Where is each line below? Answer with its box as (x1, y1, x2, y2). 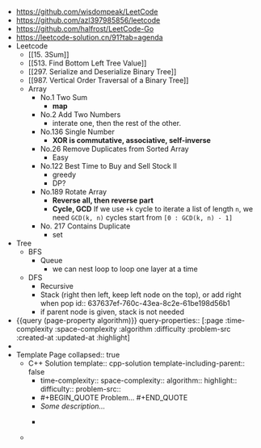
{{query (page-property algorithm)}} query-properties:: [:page (15, 316, 224, 325)
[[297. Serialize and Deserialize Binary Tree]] (27, 67, 177, 76)
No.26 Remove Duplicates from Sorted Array (40, 144, 189, 153)
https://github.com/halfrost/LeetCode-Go (15, 24, 154, 33)
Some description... (40, 401, 106, 411)
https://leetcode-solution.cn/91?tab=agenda (15, 32, 163, 42)
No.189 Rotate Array (40, 187, 107, 196)
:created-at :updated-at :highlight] (15, 333, 131, 342)
